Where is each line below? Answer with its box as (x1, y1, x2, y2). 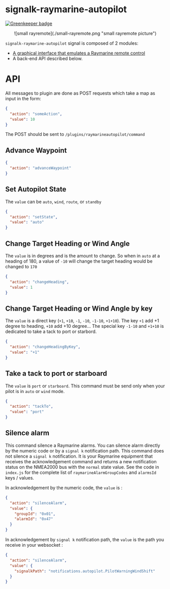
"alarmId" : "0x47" (14, 517, 53, 522)
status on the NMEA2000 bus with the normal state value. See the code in (5, 464, 159, 470)
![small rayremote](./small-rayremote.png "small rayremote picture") (14, 30, 157, 36)
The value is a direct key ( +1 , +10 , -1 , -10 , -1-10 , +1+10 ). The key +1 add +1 (5, 318, 159, 324)
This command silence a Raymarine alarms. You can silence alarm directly (5, 442, 160, 448)
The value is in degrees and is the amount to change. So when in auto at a (5, 253, 160, 259)
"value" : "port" (10, 409, 44, 414)
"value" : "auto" (10, 220, 44, 225)
